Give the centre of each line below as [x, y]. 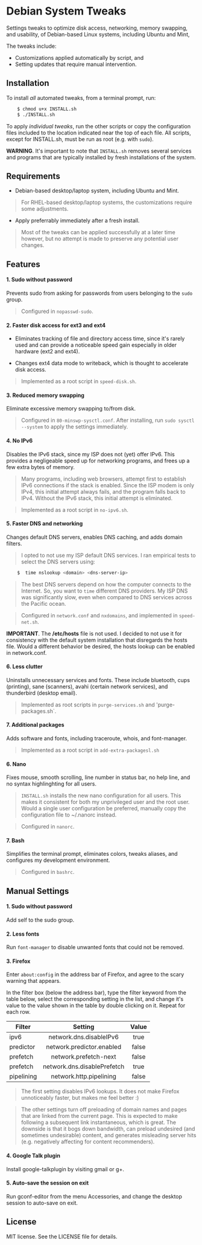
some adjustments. [45, 209]
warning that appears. [34, 981]
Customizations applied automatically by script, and [79, 57]
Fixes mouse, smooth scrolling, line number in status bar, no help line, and [98, 777]
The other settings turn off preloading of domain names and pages [104, 1109]
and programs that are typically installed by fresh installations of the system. [101, 157]
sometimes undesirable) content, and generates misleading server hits [109, 1135]
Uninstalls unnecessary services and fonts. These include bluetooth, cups [98, 680]
